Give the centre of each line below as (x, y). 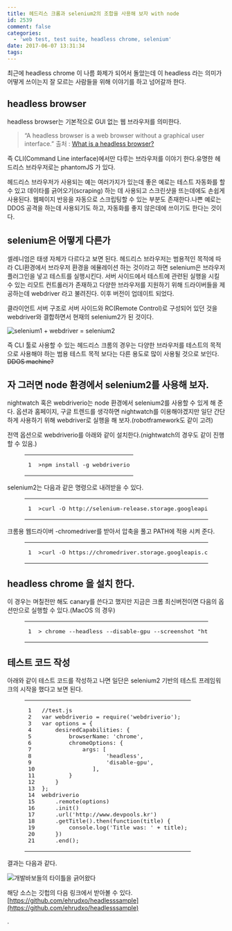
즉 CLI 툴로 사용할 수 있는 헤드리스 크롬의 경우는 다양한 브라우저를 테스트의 (108, 345)
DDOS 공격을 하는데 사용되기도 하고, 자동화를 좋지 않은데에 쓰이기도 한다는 (108, 208)
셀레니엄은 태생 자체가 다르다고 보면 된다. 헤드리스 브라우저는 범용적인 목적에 (111, 258)
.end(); (67, 840)
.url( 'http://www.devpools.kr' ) (106, 814)
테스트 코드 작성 (39, 663)
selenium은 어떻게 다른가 (59, 241)
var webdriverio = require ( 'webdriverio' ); (111, 717)
